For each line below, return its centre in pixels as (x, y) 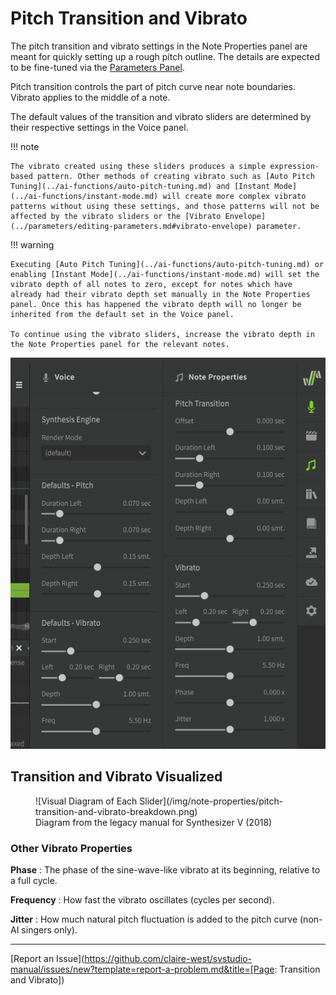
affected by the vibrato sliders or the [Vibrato (116, 216)
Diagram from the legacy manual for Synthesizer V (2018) (154, 822)
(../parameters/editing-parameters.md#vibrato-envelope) (131, 226)
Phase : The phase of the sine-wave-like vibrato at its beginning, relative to (165, 870)
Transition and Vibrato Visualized (116, 777)
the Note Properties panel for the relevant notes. (120, 344)
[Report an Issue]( (47, 959)
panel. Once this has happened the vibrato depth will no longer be (156, 304)
